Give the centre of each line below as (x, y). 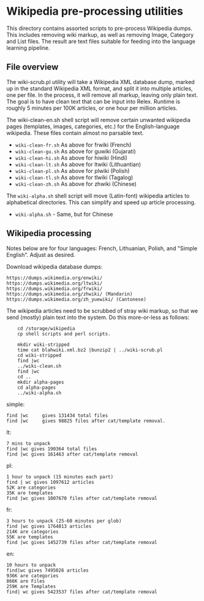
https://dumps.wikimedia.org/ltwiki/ (55, 283)
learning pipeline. (28, 48)
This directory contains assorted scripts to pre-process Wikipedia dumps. (100, 28)
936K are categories (33, 576)
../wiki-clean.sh (40, 366)
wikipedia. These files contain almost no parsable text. (75, 132)
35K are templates (30, 493)
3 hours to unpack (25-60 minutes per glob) (64, 521)
